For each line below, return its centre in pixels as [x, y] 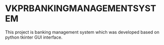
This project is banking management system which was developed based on [82, 32]
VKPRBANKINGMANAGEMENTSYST [81, 8]
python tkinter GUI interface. [34, 37]
